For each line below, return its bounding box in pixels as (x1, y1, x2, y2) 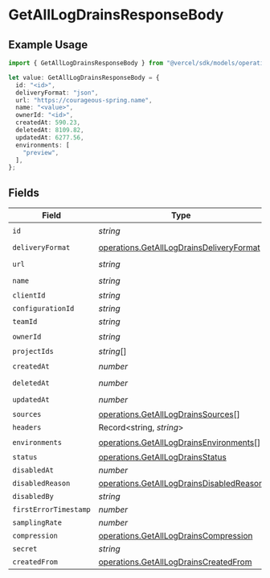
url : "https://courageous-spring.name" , (15, 96, 153, 104)
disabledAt (12, 466, 54, 475)
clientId (12, 291, 46, 300)
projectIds (12, 347, 54, 356)
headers (12, 423, 42, 432)
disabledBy (12, 492, 54, 501)
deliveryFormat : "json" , (15, 89, 99, 97)
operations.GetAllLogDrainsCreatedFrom (98, 556, 252, 568)
